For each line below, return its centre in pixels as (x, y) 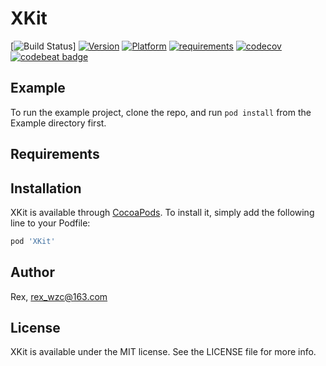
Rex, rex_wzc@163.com (59, 296)
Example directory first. (58, 123)
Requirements (55, 154)
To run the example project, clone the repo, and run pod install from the (161, 112)
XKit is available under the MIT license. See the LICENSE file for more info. (163, 352)
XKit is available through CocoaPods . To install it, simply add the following (162, 212)
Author (32, 272)
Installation (46, 188)
